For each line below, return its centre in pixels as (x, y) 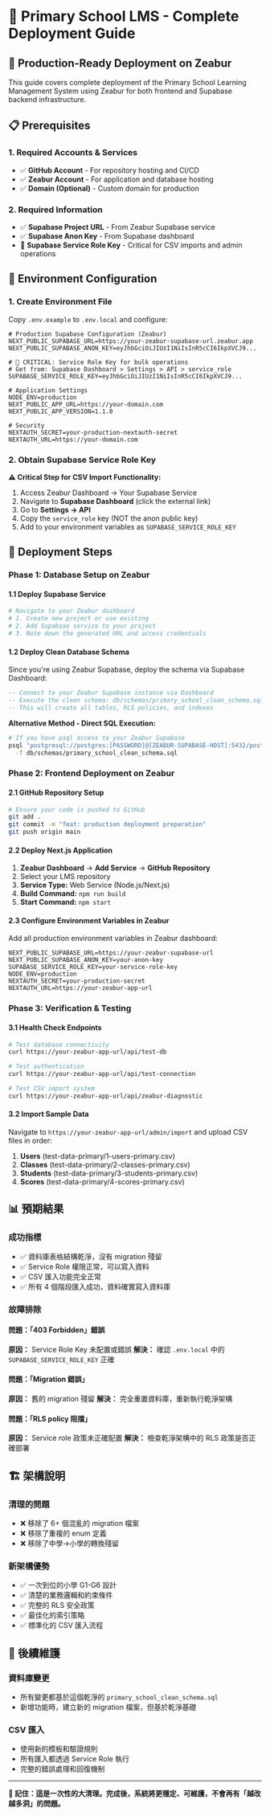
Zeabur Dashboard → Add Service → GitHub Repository (115, 868)
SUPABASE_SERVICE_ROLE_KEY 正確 (61, 1359)
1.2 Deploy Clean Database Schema (69, 652)
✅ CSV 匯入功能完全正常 (61, 1276)
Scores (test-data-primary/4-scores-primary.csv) (102, 1182)
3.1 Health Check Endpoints (55, 1027)
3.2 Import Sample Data (49, 1114)
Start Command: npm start (65, 902)
